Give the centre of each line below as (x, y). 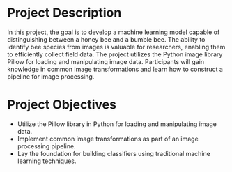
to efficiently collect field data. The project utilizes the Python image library (115, 54)
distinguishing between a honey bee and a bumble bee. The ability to (106, 39)
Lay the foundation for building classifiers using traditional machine (114, 153)
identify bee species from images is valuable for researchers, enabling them (116, 47)
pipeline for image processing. (51, 76)
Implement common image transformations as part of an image (108, 139)
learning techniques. (47, 161)
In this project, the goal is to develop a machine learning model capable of (114, 32)
